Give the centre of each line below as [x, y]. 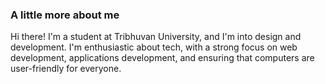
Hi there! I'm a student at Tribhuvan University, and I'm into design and [156, 37]
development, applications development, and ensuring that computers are [162, 58]
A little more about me [65, 15]
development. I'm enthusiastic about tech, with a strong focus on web [154, 47]
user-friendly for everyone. [66, 69]
